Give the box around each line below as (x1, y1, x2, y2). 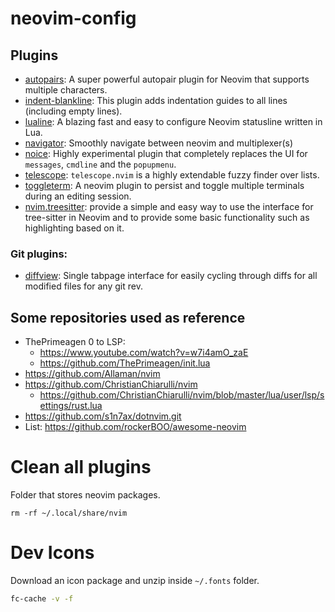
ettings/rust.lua (39, 400, 103, 412)
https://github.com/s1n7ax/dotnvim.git (24, 410, 182, 422)
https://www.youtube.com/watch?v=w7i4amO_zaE (39, 347, 249, 359)
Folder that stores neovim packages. (10, 489, 161, 501)
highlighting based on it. (24, 222, 125, 234)
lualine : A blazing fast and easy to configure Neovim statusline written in (24, 116, 323, 127)
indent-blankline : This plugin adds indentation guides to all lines (24, 95, 288, 106)
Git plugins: (10, 247, 68, 261)
